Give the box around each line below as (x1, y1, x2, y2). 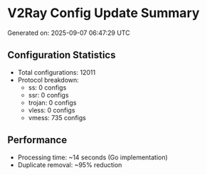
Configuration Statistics (7, 49, 116, 61)
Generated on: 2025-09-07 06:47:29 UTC (7, 28, 130, 37)
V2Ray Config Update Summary (7, 5, 200, 21)
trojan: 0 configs (28, 98, 77, 107)
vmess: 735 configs (28, 113, 87, 122)
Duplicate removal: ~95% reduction (17, 160, 122, 169)
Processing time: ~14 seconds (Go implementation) (17, 153, 169, 161)
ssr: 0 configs (28, 90, 69, 99)
